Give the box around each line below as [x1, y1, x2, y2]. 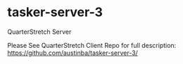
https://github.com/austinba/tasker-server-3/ [7, 49, 139, 57]
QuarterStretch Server [7, 27, 72, 36]
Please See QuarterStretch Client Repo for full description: [7, 41, 177, 49]
